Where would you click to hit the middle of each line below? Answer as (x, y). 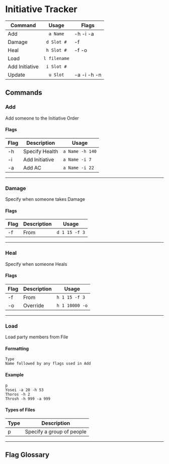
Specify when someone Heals (36, 264)
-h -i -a (84, 34)
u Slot (56, 75)
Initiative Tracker (41, 9)
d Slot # (56, 42)
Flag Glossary (27, 455)
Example (15, 375)
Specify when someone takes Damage (45, 199)
